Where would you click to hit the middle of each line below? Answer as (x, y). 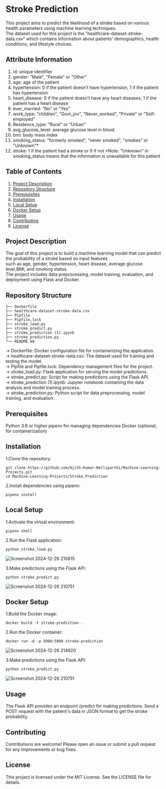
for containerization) (26, 431)
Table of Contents (34, 172)
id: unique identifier (32, 72)
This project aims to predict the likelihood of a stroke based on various (77, 23)
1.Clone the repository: (28, 458)
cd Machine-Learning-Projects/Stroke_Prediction (57, 476)
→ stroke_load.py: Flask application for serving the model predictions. (77, 372)
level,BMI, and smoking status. (37, 269)
